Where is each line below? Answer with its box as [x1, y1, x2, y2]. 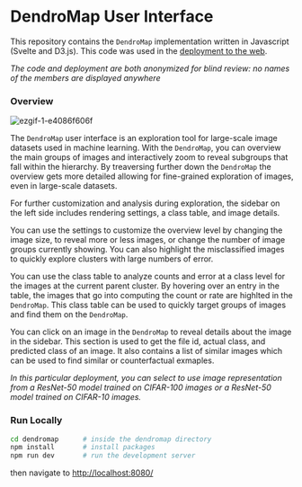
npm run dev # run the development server [10, 451, 196, 460]
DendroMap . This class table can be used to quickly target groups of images [10, 299, 287, 311]
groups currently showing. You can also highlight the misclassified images [10, 244, 285, 255]
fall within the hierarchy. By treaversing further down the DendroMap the [10, 162, 272, 173]
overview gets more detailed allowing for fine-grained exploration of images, [10, 171, 294, 182]
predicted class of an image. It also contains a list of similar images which [10, 346, 283, 357]
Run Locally [10, 414, 63, 427]
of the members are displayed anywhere [10, 72, 161, 83]
